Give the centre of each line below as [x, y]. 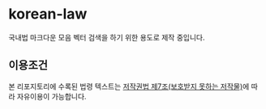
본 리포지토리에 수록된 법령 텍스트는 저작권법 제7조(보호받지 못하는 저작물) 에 [129, 86]
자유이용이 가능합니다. [51, 96]
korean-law [48, 14]
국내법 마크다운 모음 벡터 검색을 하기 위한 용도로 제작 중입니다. [107, 37]
